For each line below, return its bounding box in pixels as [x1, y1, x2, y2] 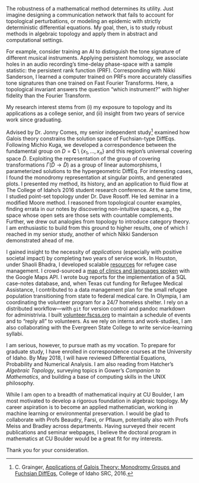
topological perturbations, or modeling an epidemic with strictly [6, 18, 161, 24]
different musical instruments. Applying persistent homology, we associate [6, 55, 188, 61]
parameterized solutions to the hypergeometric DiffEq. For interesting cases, [6, 168, 193, 175]
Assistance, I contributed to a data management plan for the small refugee [6, 286, 188, 293]
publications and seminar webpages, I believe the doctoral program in [6, 429, 176, 436]
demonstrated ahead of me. [6, 237, 74, 244]
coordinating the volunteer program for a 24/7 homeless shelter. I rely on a [6, 299, 188, 306]
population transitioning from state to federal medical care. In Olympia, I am [6, 293, 191, 300]
